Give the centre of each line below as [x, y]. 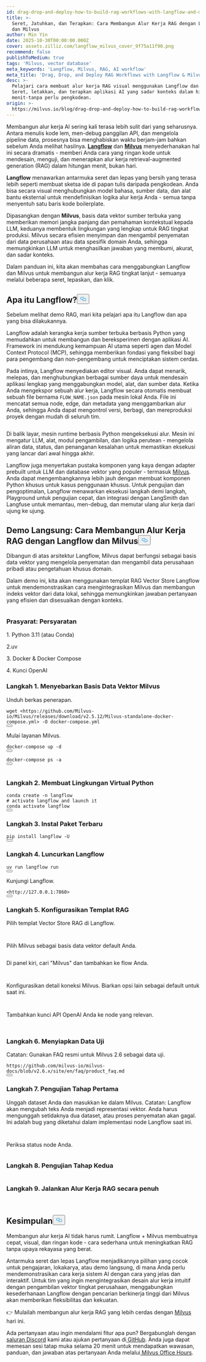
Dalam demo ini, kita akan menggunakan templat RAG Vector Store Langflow [103, 581]
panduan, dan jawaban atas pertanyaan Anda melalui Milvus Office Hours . [100, 1352]
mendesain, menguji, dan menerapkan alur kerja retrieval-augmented [94, 159]
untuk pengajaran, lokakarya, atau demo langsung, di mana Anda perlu [96, 1267]
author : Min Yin [27, 35]
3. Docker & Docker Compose [44, 659]
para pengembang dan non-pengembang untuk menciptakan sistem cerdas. [103, 359]
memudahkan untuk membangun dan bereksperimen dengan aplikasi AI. [98, 340]
